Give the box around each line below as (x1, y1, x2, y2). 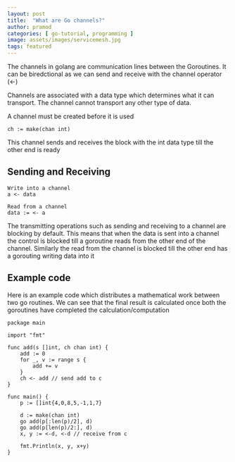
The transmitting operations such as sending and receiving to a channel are (7, 221, 227, 230)
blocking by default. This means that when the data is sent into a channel (7, 229, 220, 237)
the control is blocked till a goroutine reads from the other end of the (7, 237, 206, 245)
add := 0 (20, 350, 46, 357)
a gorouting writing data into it (7, 251, 95, 260)
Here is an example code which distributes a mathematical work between (7, 290, 220, 299)
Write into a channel (7, 185, 71, 192)
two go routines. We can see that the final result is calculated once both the (7, 298, 227, 306)
